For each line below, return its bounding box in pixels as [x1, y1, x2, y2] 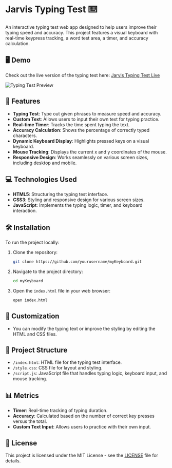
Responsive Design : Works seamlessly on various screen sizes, [12, 154, 149, 160]
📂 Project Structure [5, 346, 68, 355]
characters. [12, 132, 37, 139]
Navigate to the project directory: [12, 268, 83, 275]
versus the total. [12, 418, 47, 424]
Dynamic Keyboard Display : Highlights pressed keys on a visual [12, 138, 149, 144]
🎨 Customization [5, 312, 60, 321]
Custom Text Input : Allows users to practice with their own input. [12, 424, 151, 430]
